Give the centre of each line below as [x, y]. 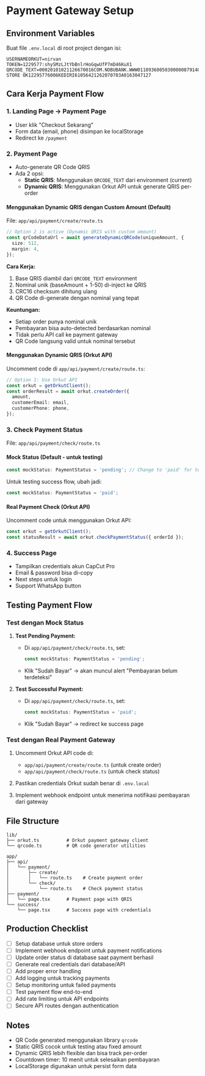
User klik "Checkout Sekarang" [54, 125]
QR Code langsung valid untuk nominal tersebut [75, 341]
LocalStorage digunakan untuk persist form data [76, 1066]
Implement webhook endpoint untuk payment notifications [88, 950]
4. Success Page [31, 553]
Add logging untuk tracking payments [63, 978]
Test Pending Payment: [45, 636]
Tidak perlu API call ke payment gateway [66, 334]
